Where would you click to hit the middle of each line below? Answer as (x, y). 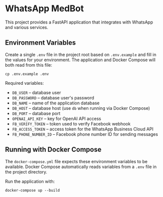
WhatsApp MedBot (44, 9)
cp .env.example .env (27, 74)
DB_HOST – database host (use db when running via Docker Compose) (81, 108)
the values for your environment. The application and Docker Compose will (80, 60)
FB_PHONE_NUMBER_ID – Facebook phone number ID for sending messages (85, 134)
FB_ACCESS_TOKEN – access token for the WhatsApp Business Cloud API (83, 129)
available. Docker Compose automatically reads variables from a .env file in (81, 167)
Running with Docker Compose (53, 150)
